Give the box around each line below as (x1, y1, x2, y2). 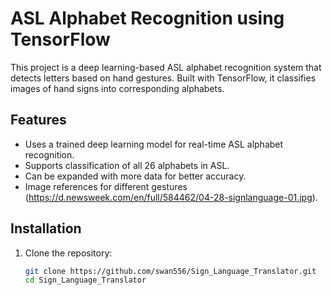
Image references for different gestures (24, 180, 188, 192)
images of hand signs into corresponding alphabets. (10, 82, 225, 94)
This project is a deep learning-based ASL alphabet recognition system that (10, 61, 322, 73)
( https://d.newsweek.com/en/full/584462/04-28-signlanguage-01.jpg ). (24, 191, 318, 203)
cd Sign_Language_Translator (24, 275, 147, 286)
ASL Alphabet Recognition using (10, 7, 285, 30)
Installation (10, 220, 82, 237)
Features (10, 112, 67, 129)
